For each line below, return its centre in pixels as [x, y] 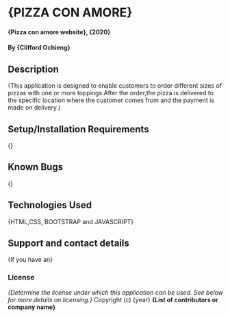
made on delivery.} [34, 108]
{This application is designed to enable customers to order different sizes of [115, 86]
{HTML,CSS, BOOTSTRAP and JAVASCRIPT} [71, 221]
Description [33, 69]
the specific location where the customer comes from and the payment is [111, 100]
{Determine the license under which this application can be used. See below [115, 292]
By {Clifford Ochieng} [39, 48]
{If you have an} [30, 260]
